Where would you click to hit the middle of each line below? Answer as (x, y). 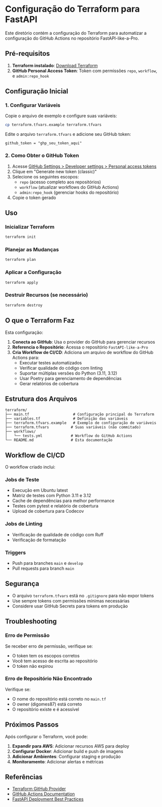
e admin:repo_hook (31, 76)
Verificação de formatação (39, 540)
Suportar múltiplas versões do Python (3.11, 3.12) (68, 373)
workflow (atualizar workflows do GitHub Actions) (69, 187)
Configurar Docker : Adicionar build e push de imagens (68, 751)
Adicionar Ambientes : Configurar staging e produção (66, 757)
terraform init (21, 237)
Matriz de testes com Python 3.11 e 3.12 (52, 496)
